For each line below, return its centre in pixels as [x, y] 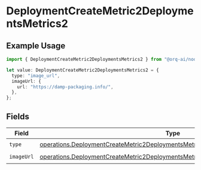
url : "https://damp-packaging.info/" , [65, 87]
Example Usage [36, 46]
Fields [18, 117]
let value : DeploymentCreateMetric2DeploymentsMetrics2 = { [83, 70]
